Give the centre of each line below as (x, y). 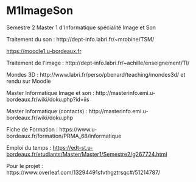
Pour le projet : (25, 166)
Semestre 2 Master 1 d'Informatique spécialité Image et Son (81, 27)
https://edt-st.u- (73, 147)
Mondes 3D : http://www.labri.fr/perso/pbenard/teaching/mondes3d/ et (96, 74)
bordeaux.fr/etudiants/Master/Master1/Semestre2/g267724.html (87, 154)
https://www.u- (78, 129)
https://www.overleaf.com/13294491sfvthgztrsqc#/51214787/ (83, 172)
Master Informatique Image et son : (50, 93)
